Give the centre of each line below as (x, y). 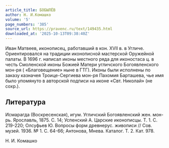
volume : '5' (18, 19)
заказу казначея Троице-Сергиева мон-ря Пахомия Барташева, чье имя (84, 75)
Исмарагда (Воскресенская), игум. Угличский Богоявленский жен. (78, 114)
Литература (25, 102)
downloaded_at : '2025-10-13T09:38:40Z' (48, 34)
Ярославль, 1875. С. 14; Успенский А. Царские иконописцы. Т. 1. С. (85, 120)
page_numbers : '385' (27, 24)
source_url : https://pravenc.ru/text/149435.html (59, 29)
